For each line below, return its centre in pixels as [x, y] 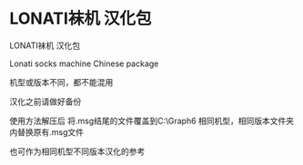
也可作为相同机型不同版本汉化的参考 [77, 151]
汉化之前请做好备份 [45, 102]
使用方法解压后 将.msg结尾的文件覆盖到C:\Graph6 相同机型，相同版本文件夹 [152, 121]
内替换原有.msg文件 [47, 131]
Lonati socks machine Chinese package [84, 63]
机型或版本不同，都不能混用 [61, 82]
